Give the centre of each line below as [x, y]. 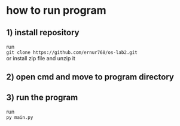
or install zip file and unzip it [41, 58]
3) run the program [42, 97]
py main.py [20, 118]
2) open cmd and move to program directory [90, 77]
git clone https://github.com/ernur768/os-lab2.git [72, 53]
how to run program [56, 10]
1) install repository [43, 33]
